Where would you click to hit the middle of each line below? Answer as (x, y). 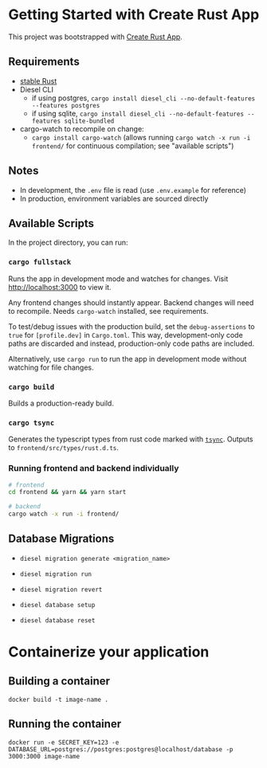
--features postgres (66, 105)
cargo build (31, 387)
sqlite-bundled (89, 121)
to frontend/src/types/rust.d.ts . (64, 448)
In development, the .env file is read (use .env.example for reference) (133, 190)
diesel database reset (57, 620)
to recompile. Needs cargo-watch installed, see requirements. (108, 311)
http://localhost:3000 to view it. (60, 287)
